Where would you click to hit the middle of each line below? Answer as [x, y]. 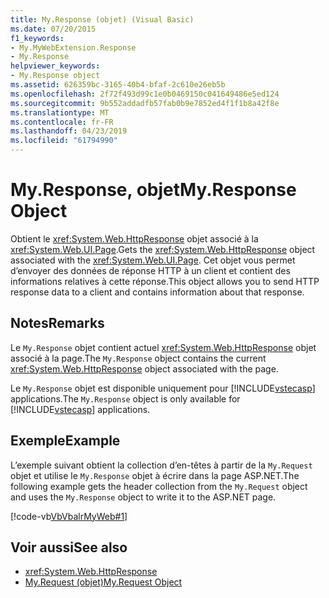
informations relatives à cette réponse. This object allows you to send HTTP [165, 281]
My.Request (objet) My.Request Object [103, 582]
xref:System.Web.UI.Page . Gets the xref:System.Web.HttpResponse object [163, 249]
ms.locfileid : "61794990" [64, 141]
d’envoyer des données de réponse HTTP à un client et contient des [150, 270]
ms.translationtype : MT [60, 112]
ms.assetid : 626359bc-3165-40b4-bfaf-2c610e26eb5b [118, 85]
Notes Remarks [57, 323]
